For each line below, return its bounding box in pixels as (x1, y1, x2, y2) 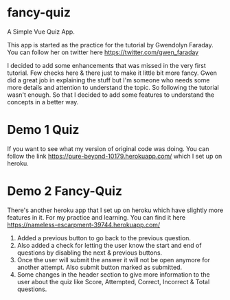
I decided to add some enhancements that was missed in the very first (7, 61, 206, 69)
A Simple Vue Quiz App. (7, 27, 76, 36)
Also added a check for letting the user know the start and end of (16, 241, 202, 249)
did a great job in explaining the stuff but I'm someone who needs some (7, 76, 210, 84)
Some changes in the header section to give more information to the (16, 270, 211, 279)
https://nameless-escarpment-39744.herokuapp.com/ (7, 220, 161, 229)
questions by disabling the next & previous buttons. (16, 249, 163, 257)
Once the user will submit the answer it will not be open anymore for (16, 255, 211, 264)
